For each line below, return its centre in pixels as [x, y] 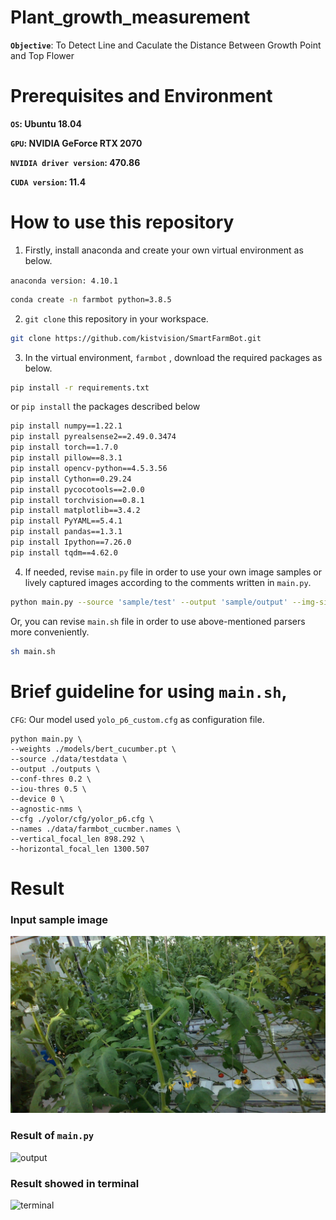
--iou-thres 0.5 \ [48, 789]
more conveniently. [50, 632]
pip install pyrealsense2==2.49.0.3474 [93, 437]
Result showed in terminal [75, 1183]
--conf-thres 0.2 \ [51, 779]
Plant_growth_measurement [130, 17]
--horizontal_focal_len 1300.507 [80, 849]
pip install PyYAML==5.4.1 [66, 521]
